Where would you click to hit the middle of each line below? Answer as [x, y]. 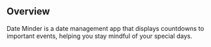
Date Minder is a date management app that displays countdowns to [105, 28]
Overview [28, 12]
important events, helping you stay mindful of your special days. [100, 36]
